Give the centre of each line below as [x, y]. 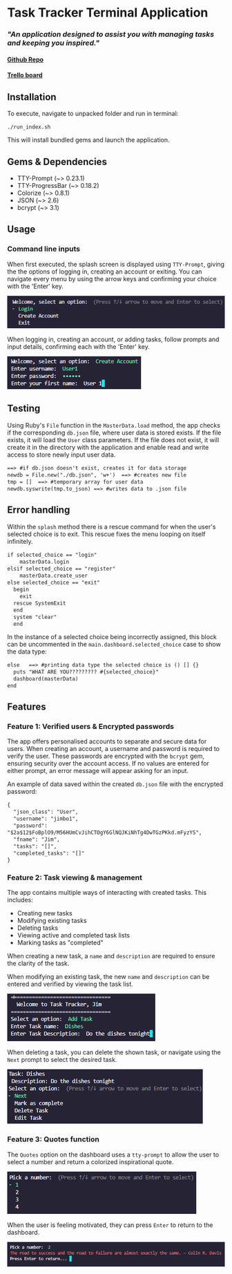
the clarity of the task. [38, 963]
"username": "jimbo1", [46, 819]
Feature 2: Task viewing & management [75, 877]
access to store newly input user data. [61, 455]
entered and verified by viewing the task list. [70, 984]
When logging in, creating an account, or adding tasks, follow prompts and [113, 339]
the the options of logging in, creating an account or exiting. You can [105, 272]
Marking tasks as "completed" [60, 943]
